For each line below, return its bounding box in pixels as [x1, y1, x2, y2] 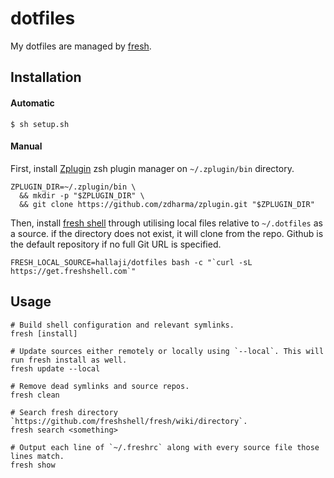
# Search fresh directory [10, 407, 118, 417]
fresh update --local [10, 363, 101, 374]
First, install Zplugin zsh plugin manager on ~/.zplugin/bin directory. [10, 162, 295, 174]
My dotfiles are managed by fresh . [10, 40, 152, 52]
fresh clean [10, 390, 60, 400]
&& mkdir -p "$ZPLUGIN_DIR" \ [19, 190, 145, 201]
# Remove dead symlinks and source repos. [10, 381, 190, 391]
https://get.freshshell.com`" [10, 266, 137, 276]
